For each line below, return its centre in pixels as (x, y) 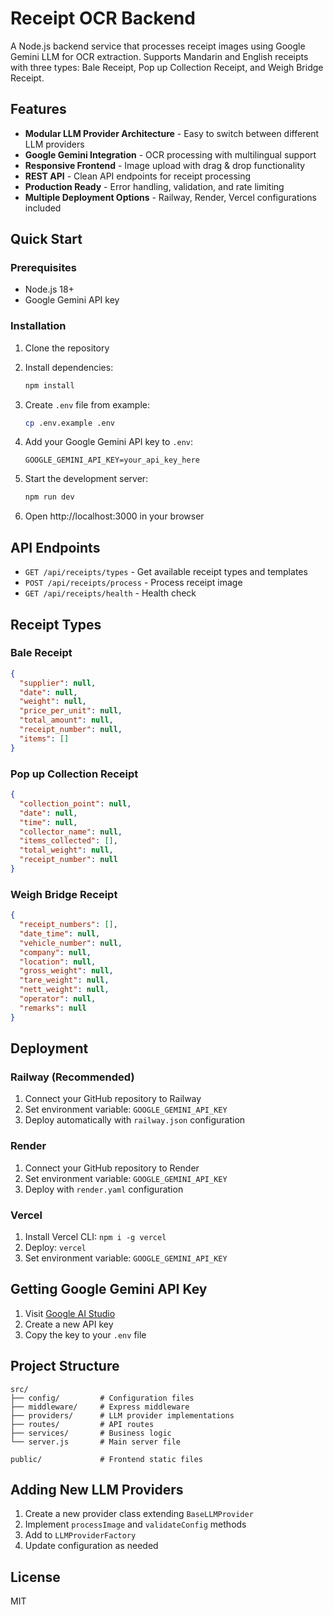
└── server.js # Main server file (96, 1442)
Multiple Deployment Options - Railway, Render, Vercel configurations (171, 197)
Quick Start (46, 239)
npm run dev (49, 497)
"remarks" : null (53, 1008)
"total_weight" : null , (66, 850)
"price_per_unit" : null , (71, 711)
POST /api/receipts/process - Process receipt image (133, 583)
